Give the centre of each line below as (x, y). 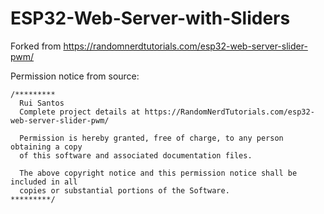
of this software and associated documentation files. (136, 155)
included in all (44, 182)
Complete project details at (80, 112)
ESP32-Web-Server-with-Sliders (150, 18)
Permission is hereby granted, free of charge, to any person (151, 138)
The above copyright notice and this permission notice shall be (158, 173)
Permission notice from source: (75, 76)
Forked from (36, 46)
